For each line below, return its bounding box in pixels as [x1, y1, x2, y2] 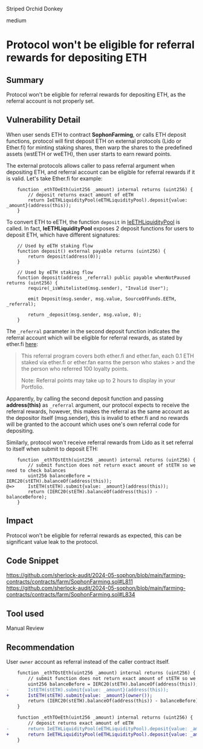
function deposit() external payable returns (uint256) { [17, 248, 166, 254]
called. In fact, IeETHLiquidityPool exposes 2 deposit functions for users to [6, 224, 195, 232]
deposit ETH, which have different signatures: [6, 231, 120, 238]
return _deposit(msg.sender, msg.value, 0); [28, 312, 142, 318]
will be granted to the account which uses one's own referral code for [6, 420, 180, 428]
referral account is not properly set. [6, 97, 95, 105]
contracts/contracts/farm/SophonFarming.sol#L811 [6, 578, 133, 586]
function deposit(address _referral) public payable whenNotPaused [17, 275, 190, 281]
